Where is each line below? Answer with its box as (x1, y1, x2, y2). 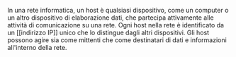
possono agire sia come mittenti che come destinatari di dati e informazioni (7, 36, 227, 44)
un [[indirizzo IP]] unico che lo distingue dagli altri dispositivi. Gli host (7, 28, 210, 37)
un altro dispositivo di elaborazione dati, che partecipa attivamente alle (7, 13, 214, 22)
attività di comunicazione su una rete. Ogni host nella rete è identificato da (7, 21, 225, 29)
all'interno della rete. (7, 44, 67, 51)
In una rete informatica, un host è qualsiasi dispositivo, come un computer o (7, 6, 229, 14)
